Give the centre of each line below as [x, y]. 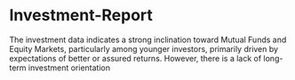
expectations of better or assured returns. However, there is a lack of [136, 58]
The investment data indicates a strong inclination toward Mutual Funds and [148, 40]
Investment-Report [81, 15]
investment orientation [69, 68]
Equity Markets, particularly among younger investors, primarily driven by [144, 48]
